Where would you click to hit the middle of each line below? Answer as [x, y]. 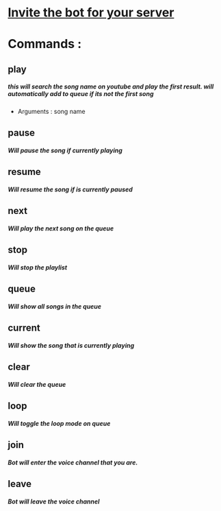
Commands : [44, 44]
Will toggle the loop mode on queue [59, 423]
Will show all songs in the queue [55, 306]
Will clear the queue [37, 384]
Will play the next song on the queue [61, 228]
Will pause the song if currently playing [65, 150]
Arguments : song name [51, 111]
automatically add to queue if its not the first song [81, 94]
